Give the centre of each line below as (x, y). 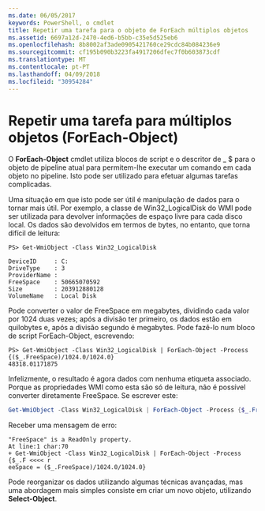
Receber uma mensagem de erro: (63, 425)
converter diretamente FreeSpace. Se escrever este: (93, 396)
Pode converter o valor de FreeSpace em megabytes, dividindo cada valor (129, 311)
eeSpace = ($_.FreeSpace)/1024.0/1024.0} (77, 468)
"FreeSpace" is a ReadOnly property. (70, 440)
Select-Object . (33, 499)
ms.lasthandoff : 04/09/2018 (54, 74)
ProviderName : (33, 276)
